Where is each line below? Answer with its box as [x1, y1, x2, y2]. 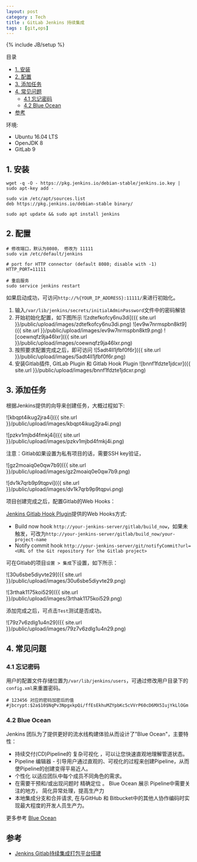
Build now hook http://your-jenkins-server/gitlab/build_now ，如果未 [14, 523, 188, 530]
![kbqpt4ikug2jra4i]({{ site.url [6, 414, 78, 421]
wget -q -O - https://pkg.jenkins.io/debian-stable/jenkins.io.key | [6, 180, 181, 186]
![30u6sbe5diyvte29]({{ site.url [6, 571, 82, 578]
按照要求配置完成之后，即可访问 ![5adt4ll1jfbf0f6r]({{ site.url [14, 346, 161, 354]
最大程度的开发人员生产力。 [19, 802, 87, 809]
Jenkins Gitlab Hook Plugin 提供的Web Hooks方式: [6, 510, 127, 517]
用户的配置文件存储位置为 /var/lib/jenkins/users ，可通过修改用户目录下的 [6, 677, 189, 684]
